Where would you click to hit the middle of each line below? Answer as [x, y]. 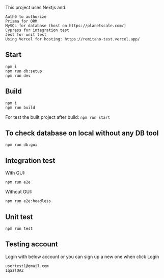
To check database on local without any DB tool [82, 133]
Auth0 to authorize [26, 17]
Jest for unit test [26, 35]
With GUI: [15, 173]
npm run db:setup [24, 71]
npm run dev [18, 76]
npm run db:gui [21, 145]
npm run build [20, 108]
